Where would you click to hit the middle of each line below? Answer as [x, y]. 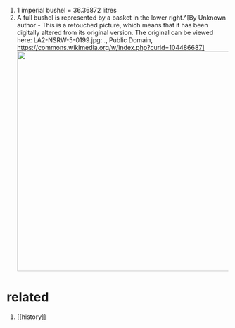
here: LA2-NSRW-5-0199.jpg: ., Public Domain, [84, 40]
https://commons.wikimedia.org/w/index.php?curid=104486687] [110, 48]
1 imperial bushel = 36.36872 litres [66, 10]
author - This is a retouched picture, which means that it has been [112, 25]
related [28, 297]
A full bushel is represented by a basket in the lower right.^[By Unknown [121, 18]
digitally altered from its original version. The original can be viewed [115, 32]
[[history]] [31, 317]
